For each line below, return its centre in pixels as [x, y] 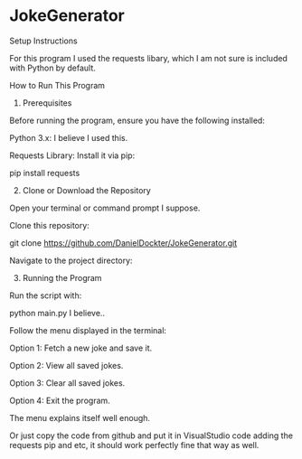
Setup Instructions [44, 41]
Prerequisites [47, 103]
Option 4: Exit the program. [60, 400]
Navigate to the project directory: [71, 260]
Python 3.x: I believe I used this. [69, 137]
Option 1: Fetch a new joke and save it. [81, 348]
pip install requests [45, 173]
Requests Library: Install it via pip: [72, 155]
